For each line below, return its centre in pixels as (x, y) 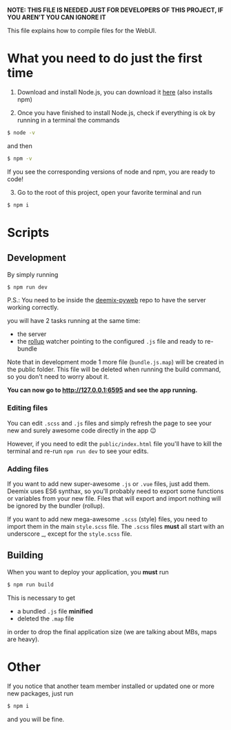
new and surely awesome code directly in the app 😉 (82, 430)
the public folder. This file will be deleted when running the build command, (114, 369)
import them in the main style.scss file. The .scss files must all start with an (116, 527)
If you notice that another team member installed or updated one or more (111, 686)
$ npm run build (30, 585)
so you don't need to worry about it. (58, 377)
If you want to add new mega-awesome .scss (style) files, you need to (108, 519)
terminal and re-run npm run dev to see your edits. (78, 451)
